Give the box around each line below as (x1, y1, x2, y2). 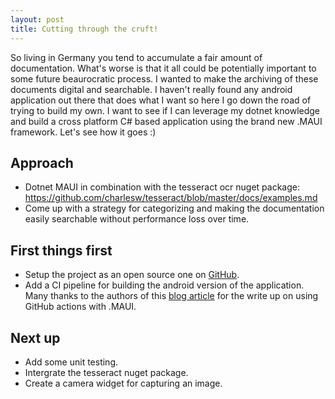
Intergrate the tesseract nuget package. (24, 366, 189, 378)
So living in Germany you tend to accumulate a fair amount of (10, 51, 263, 63)
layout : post (10, 14, 65, 25)
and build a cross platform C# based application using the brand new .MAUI (10, 115, 323, 127)
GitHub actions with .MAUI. (24, 301, 137, 313)
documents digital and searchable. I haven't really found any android (10, 83, 293, 95)
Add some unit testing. (24, 356, 118, 368)
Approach (10, 154, 74, 171)
